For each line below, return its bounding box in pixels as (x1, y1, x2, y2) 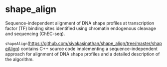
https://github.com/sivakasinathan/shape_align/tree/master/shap (29, 40, 162, 46)
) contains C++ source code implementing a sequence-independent (18, 45, 158, 51)
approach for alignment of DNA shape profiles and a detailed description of (5, 51, 160, 57)
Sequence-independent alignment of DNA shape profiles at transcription (5, 20, 155, 26)
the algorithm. (5, 56, 34, 62)
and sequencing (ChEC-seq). (5, 30, 65, 36)
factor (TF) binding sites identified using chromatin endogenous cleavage (5, 25, 156, 31)
